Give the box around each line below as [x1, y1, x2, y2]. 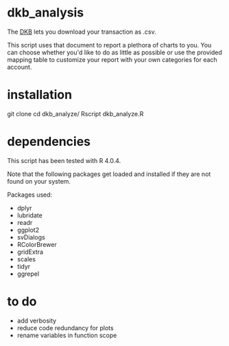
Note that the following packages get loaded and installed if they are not [7, 170, 211, 178]
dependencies [7, 134, 91, 149]
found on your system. [7, 177, 71, 185]
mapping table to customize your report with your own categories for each [7, 55, 217, 63]
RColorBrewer [16, 240, 57, 248]
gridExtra [16, 248, 43, 256]
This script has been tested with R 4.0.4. [7, 156, 121, 164]
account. [7, 63, 32, 71]
